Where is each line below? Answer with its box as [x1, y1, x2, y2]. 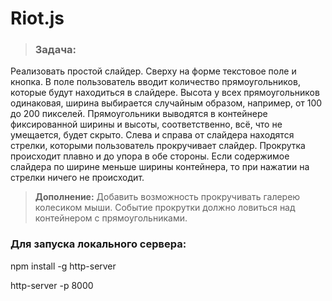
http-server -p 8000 [10, 279, 94, 291]
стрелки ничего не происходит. [10, 172, 145, 184]
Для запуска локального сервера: [10, 237, 187, 251]
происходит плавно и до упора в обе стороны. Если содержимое [10, 150, 290, 162]
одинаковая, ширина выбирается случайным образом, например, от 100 [10, 97, 323, 109]
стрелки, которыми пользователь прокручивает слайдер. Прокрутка [10, 140, 306, 152]
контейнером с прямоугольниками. [34, 212, 188, 224]
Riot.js [10, 7, 65, 30]
